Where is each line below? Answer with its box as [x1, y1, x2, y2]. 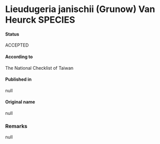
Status [5, 31, 20, 37]
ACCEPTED [5, 42, 29, 48]
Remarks [5, 122, 28, 129]
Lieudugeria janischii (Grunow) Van [5, 4, 155, 15]
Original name [5, 99, 35, 105]
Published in [5, 76, 32, 82]
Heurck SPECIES [5, 14, 75, 26]
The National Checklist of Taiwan [5, 65, 74, 71]
